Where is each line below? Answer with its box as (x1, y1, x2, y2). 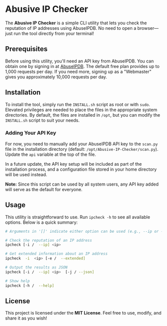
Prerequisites (5, 45, 48, 53)
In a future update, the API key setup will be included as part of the (5, 161, 142, 167)
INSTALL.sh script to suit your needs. (5, 117, 80, 123)
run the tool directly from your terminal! (13, 30, 94, 36)
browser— (137, 25, 159, 31)
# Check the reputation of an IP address (5, 238, 92, 243)
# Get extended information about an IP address (5, 252, 108, 257)
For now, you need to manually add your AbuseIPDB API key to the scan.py (5, 140, 158, 147)
